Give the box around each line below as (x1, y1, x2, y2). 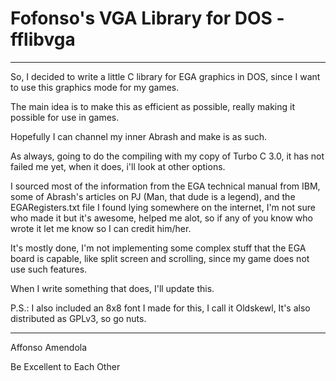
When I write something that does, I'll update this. (10, 282, 215, 294)
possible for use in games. (10, 111, 120, 123)
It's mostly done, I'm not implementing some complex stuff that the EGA (10, 242, 307, 254)
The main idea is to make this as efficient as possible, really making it (10, 100, 295, 112)
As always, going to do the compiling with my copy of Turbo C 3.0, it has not (10, 150, 325, 162)
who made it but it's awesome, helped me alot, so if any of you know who (10, 212, 313, 224)
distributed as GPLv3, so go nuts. (10, 312, 147, 324)
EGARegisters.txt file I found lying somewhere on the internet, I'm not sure (10, 201, 316, 213)
